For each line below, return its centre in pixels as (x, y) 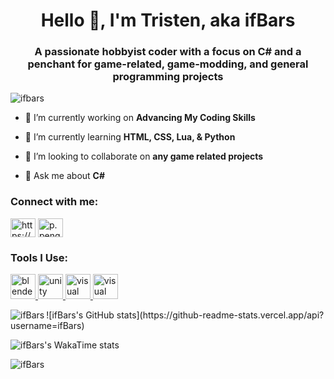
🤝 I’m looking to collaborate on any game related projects (144, 156)
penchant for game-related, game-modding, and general (168, 64)
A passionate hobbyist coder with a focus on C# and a (168, 52)
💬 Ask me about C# (65, 176)
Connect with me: (54, 202)
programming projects (168, 77)
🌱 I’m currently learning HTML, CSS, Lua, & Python (130, 137)
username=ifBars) (47, 326)
